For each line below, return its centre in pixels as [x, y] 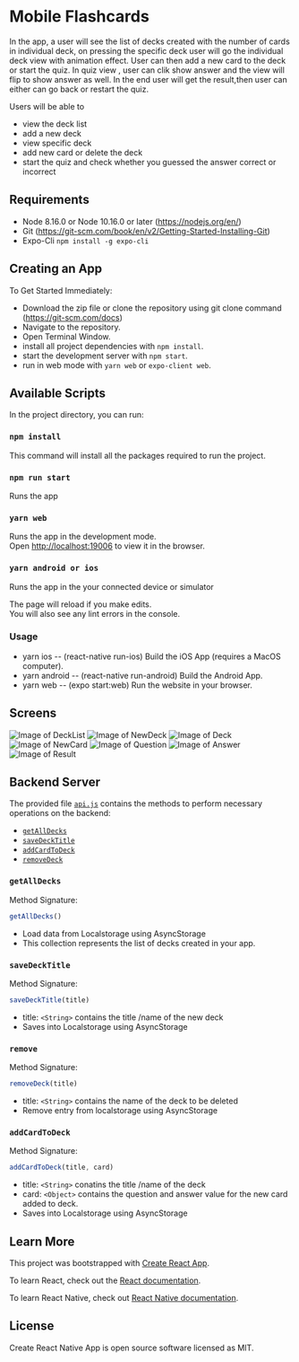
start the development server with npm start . [105, 356]
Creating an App [56, 269]
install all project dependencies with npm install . [113, 346]
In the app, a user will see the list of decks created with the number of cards [150, 41]
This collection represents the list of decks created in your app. [139, 943]
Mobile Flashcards [79, 17]
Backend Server [55, 782]
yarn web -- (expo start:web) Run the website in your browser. [137, 685]
